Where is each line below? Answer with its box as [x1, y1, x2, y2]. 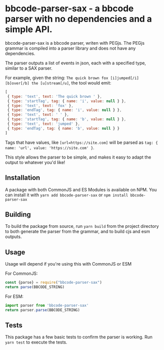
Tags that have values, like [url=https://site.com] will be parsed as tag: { [5, 139, 158, 145]
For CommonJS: [5, 270, 38, 276]
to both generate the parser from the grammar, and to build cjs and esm [5, 229, 150, 235]
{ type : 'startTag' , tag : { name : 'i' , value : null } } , [7, 99, 126, 104]
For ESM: [5, 293, 24, 299]
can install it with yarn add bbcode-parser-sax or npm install [5, 192, 129, 198]
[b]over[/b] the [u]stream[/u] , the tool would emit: [5, 80, 111, 86]
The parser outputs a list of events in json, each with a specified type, [5, 60, 146, 66]
